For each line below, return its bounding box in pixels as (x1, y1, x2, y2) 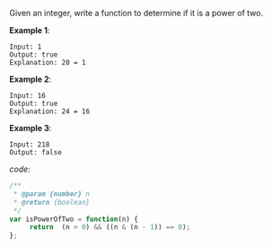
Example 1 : (9, 25, 50, 35)
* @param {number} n (13, 189, 91, 199)
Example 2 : (9, 74, 52, 84)
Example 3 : (9, 123, 52, 133)
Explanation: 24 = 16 (9, 107, 91, 116)
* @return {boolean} (13, 198, 91, 207)
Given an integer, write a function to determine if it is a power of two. (9, 8, 263, 18)
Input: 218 (9, 140, 50, 149)
